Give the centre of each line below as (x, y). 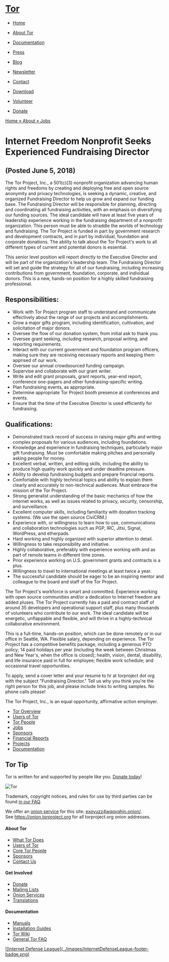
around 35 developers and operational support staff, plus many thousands (82, 608)
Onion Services (29, 895)
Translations (25, 900)
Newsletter (24, 72)
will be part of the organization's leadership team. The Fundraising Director (83, 262)
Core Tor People (30, 850)
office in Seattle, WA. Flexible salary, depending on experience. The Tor (80, 639)
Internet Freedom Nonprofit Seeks (78, 141)
